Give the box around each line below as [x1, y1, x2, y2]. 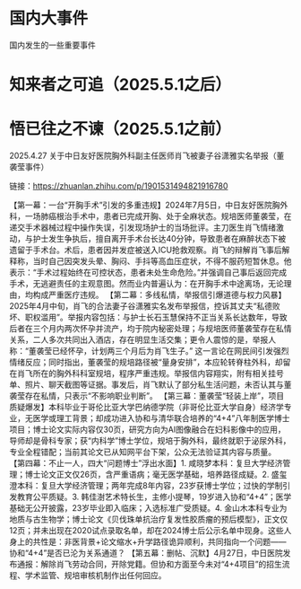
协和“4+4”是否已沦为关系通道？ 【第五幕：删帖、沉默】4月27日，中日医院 [9, 548, 284, 558]
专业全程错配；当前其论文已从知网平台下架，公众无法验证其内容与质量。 [9, 446, 276, 458]
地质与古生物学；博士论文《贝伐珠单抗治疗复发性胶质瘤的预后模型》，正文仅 [9, 514, 288, 525]
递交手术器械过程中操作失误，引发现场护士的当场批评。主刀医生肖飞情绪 [9, 222, 276, 233]
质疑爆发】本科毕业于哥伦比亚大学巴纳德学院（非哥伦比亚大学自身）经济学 [9, 401, 284, 413]
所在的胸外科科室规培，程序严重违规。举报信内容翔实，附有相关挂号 [32, 368, 284, 379]
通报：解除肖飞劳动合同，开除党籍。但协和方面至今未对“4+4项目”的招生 [16, 558, 282, 570]
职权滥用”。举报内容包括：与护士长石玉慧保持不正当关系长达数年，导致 [24, 312, 288, 323]
